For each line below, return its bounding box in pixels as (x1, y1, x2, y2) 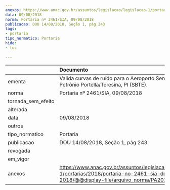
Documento (59, 66, 89, 73)
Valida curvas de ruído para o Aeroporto (59, 75, 155, 82)
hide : (5, 41, 17, 46)
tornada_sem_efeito (8, 98, 55, 105)
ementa (8, 78, 26, 85)
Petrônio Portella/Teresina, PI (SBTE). (59, 81, 148, 88)
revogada (8, 147, 30, 154)
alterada (8, 106, 28, 113)
